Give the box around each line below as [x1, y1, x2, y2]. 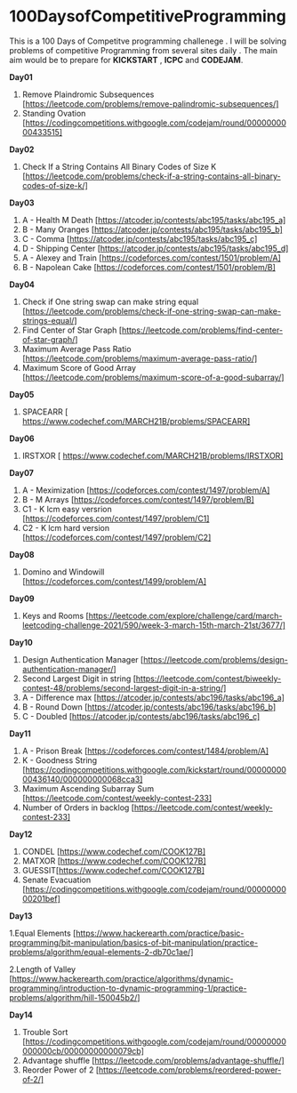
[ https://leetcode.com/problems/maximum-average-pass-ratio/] [21, 353, 258, 364]
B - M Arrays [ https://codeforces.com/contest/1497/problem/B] [21, 494, 255, 504]
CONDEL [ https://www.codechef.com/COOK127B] [21, 846, 206, 856]
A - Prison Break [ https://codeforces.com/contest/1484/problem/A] [21, 745, 269, 756]
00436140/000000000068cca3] [21, 774, 143, 784]
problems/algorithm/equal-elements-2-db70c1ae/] [9, 946, 194, 957]
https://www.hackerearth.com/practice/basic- [75, 928, 245, 938]
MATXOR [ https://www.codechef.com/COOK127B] [21, 856, 206, 866]
